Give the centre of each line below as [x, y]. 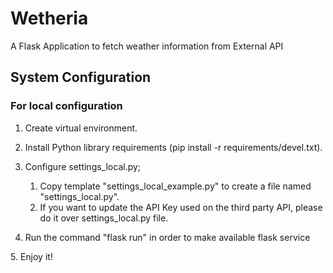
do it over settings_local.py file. [104, 218]
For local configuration [66, 106]
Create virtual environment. [81, 128]
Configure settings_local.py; [83, 166]
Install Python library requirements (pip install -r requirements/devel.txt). [173, 147]
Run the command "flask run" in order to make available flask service [167, 237]
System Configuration [81, 77]
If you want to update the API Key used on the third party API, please [181, 207]
